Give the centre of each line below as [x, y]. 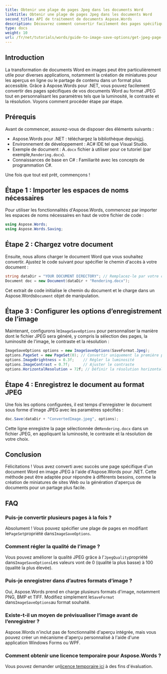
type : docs [16, 28]
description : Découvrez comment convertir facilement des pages [73, 24]
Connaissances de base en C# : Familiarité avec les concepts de [79, 160]
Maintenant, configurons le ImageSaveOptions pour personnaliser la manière [82, 331]
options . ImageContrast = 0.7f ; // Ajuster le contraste [70, 365]
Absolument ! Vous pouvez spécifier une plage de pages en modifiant [77, 528]
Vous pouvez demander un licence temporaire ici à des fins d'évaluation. [79, 667]
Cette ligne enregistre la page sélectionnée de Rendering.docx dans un [77, 428]
